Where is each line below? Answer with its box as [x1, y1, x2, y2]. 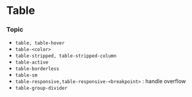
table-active [15, 59, 49, 65]
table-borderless [15, 66, 60, 72]
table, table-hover [15, 40, 65, 46]
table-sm [15, 72, 38, 79]
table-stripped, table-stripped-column [15, 53, 117, 59]
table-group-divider [15, 85, 68, 92]
